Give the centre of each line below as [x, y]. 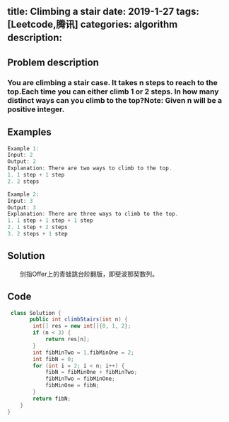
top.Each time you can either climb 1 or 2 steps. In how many [113, 91]
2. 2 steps [23, 181]
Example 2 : [23, 194]
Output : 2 [22, 162]
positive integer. [36, 109]
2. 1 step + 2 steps [38, 227]
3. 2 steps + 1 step [38, 234]
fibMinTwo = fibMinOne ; [80, 379]
